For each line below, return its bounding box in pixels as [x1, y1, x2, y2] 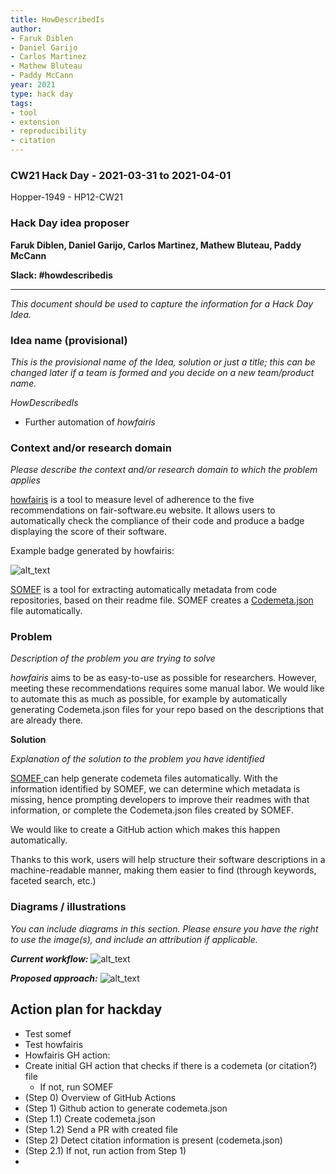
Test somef [24, 1027, 72, 1040]
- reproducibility [10, 126, 87, 136]
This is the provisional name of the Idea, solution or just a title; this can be [10, 356, 316, 368]
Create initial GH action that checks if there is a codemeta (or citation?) [24, 1059, 318, 1071]
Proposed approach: [10, 972, 98, 984]
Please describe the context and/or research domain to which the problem [10, 464, 318, 476]
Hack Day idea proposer [10, 216, 130, 230]
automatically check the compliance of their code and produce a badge [10, 515, 305, 527]
